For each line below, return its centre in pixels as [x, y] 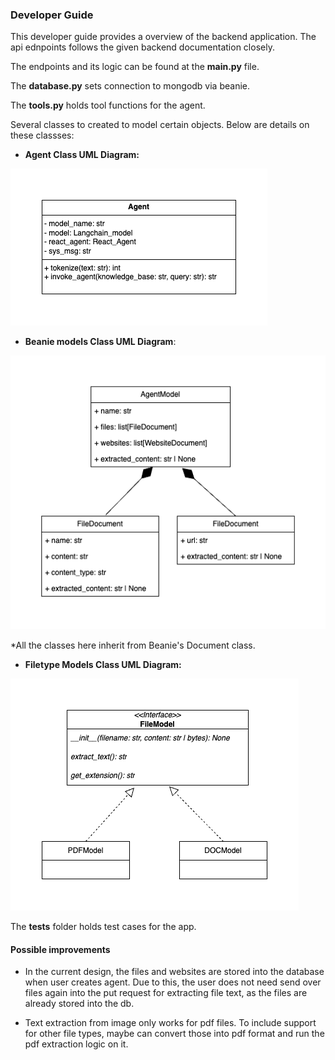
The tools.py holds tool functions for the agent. [108, 105]
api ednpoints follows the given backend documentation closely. [142, 47]
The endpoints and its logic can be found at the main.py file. [135, 67]
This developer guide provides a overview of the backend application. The [163, 37]
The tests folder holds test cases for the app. [103, 927]
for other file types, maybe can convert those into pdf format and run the [174, 1034]
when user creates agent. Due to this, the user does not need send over [173, 982]
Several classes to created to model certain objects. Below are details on [160, 125]
